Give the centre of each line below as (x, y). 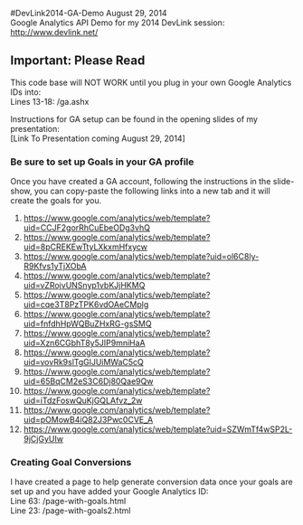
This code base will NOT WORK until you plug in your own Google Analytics (151, 82)
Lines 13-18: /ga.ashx (50, 101)
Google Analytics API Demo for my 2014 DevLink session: (118, 23)
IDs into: (26, 92)
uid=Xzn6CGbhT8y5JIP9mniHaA (84, 343)
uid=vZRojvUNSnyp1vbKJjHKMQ (84, 286)
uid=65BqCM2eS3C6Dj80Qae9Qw (88, 381)
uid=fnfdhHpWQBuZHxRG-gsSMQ (87, 323)
